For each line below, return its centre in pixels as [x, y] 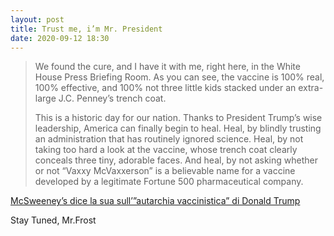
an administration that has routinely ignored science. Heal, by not [169, 139]
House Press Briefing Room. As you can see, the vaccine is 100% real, [179, 77]
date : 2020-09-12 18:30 [60, 38]
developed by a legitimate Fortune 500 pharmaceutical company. [169, 182]
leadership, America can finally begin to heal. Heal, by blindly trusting [178, 128]
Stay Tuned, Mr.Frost [53, 220]
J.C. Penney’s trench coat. [112, 98]
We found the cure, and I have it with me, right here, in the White [167, 67]
